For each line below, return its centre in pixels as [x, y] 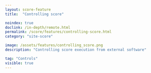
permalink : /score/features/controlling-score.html [58, 32]
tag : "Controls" [21, 58]
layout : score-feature [28, 9]
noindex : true [19, 23]
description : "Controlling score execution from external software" [76, 50]
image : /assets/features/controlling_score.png [54, 45]
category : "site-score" [29, 36]
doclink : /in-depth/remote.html [38, 27]
